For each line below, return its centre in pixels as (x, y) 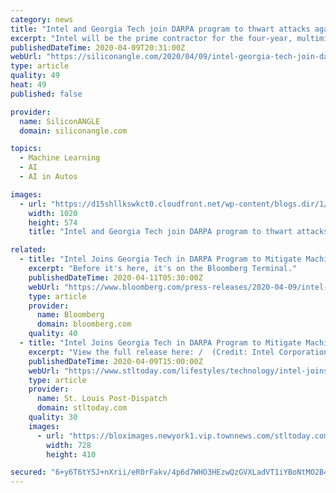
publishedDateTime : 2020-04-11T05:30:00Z (115, 277)
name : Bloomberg (70, 315)
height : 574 (53, 222)
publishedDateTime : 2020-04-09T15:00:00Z (115, 361)
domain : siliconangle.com (73, 131)
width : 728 (69, 445)
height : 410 (71, 454)
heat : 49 (28, 85)
